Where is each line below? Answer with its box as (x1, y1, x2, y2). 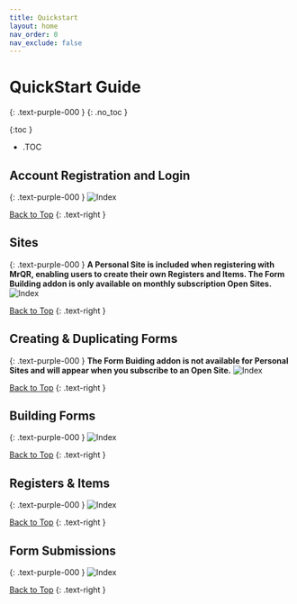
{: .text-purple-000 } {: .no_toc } (9, 107, 128, 118)
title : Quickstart (9, 13, 78, 23)
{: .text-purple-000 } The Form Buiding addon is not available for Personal (9, 355, 289, 365)
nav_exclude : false (9, 38, 83, 48)
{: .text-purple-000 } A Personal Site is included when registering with (9, 258, 274, 270)
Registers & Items (9, 475, 111, 491)
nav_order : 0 (9, 30, 58, 39)
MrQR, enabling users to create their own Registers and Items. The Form (9, 268, 285, 279)
